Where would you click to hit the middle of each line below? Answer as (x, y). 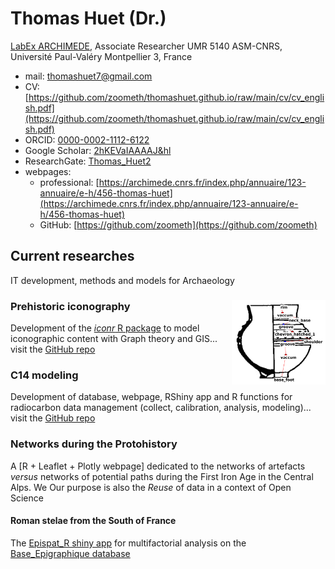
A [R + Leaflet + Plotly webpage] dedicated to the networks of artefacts (158, 466)
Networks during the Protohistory (94, 444)
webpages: (48, 171)
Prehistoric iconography (70, 306)
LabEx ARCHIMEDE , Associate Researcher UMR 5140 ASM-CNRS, (146, 46)
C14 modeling (44, 375)
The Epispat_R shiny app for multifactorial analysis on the (128, 543)
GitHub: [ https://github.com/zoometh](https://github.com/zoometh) (178, 224)
